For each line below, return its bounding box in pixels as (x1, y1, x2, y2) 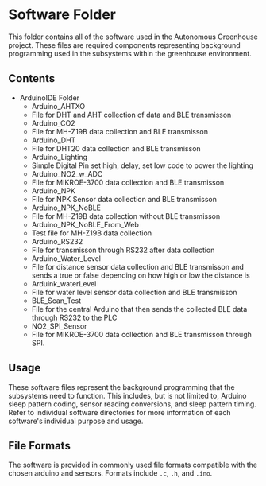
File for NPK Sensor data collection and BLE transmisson (31, 194, 217, 204)
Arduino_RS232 (31, 236, 83, 246)
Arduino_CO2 (31, 118, 75, 128)
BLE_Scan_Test (31, 296, 82, 305)
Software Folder (8, 6, 117, 24)
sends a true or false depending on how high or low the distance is (31, 270, 250, 280)
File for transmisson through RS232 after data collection (31, 245, 215, 255)
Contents (8, 72, 56, 85)
